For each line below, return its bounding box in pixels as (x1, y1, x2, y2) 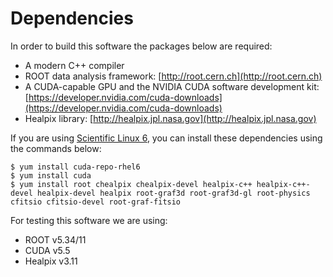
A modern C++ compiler (24, 59, 125, 71)
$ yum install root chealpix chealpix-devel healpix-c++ (10, 179, 253, 189)
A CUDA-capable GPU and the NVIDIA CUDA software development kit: (24, 80, 320, 92)
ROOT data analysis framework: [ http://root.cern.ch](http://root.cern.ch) (24, 70, 323, 82)
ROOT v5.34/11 (24, 233, 87, 246)
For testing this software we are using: (10, 214, 168, 226)
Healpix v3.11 (24, 255, 78, 267)
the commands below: (10, 142, 102, 154)
